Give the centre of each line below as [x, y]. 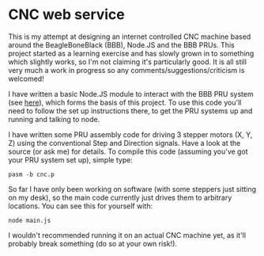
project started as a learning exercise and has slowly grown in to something [131, 53]
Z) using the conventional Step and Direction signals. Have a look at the [124, 143]
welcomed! [26, 78]
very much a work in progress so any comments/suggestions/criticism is [126, 70]
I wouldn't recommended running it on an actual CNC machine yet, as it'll [127, 235]
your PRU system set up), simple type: [70, 159]
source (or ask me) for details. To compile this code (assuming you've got [128, 151]
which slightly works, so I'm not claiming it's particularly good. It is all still [128, 62]
